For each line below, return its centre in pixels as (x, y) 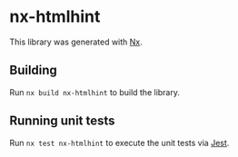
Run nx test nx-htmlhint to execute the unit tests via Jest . (119, 142)
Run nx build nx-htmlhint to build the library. (94, 92)
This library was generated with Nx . (76, 42)
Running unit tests (62, 121)
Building (33, 70)
